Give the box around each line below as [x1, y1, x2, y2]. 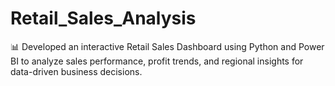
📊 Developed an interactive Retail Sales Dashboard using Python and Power [10, 40, 325, 52]
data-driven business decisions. [10, 65, 143, 77]
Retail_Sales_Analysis [10, 7, 197, 30]
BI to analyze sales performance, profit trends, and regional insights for [10, 55, 304, 67]
